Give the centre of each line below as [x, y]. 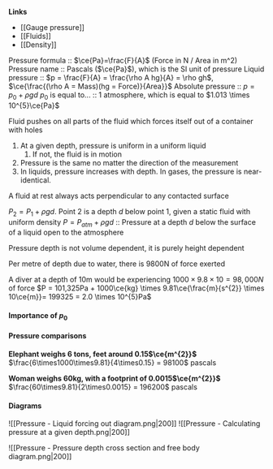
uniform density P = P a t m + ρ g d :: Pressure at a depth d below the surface [132, 223]
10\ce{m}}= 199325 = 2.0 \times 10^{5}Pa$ [80, 297]
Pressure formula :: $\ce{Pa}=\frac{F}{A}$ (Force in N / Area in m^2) [123, 60]
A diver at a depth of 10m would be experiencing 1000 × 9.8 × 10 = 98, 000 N [136, 280]
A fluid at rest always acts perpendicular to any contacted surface [119, 196]
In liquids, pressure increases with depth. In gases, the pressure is [131, 171]
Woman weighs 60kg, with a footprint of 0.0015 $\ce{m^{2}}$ [115, 378]
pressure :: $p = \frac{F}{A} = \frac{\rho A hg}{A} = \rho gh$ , [111, 77]
